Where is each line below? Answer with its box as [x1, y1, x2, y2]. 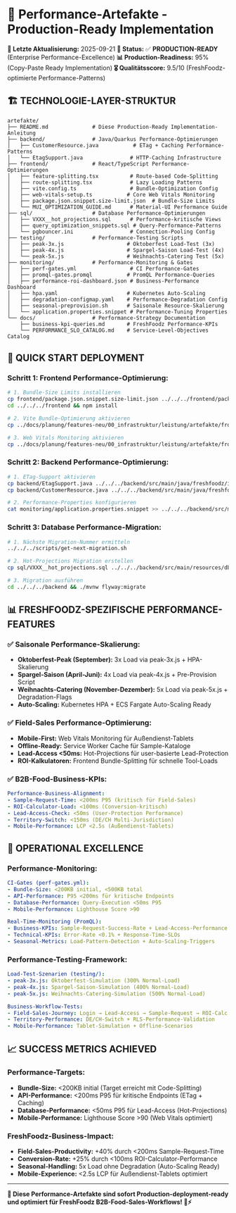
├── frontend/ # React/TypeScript [7, 160, 150, 168]
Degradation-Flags [17, 693, 72, 702]
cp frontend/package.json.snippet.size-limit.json [7, 396, 159, 403]
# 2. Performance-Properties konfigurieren [7, 499, 137, 506]
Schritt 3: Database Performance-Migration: [7, 523, 162, 533]
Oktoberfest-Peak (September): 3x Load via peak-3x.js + [17, 655, 186, 664]
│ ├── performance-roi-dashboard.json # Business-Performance [7, 278, 199, 285]
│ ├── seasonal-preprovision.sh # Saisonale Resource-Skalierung [7, 302, 225, 309]
